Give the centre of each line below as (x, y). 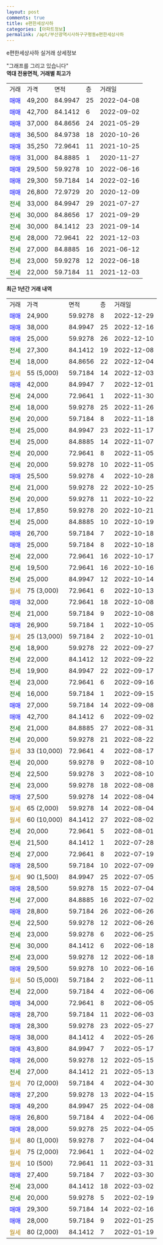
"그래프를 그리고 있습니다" (38, 66)
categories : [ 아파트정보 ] (36, 29)
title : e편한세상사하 (30, 23)
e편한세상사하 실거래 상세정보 (42, 53)
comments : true (26, 18)
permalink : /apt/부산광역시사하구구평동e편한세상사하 (65, 35)
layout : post (23, 12)
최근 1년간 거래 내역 (29, 289)
